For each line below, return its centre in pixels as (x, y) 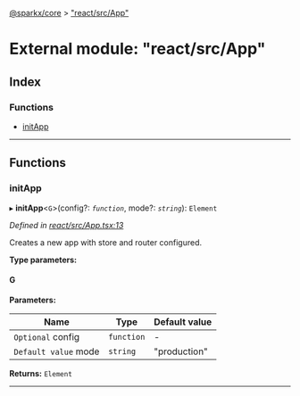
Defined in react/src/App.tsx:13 (67, 225)
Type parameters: (43, 260)
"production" (180, 351)
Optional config (47, 336)
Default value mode (57, 351)
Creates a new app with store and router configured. (106, 242)
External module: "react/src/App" (137, 49)
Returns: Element (41, 373)
